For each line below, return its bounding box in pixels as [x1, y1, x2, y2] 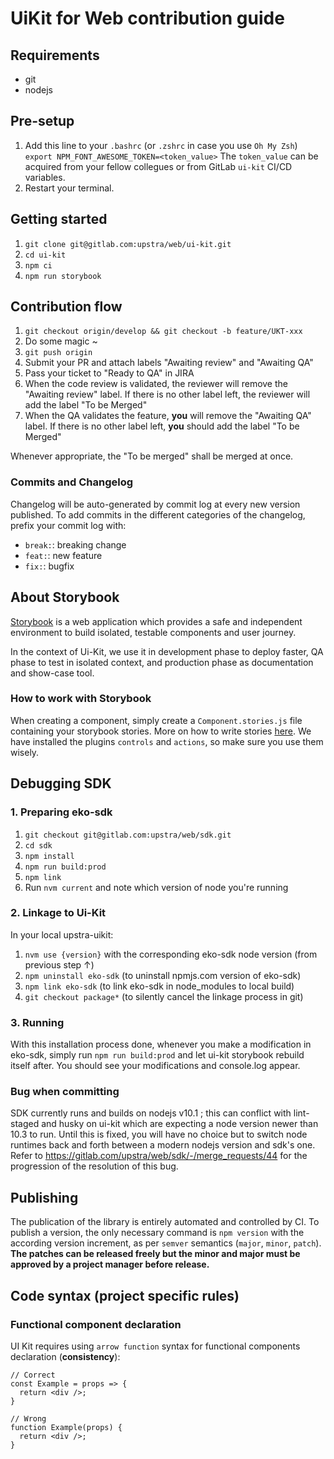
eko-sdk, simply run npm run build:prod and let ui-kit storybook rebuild [10, 1049, 305, 1061]
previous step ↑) [24, 958, 95, 971]
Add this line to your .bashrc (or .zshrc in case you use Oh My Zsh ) [24, 139, 298, 151]
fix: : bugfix [24, 560, 75, 572]
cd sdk [24, 840, 53, 851]
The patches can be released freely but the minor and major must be [10, 1248, 301, 1260]
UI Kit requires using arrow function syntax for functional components [10, 1340, 301, 1352]
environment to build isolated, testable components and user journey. [10, 626, 297, 638]
